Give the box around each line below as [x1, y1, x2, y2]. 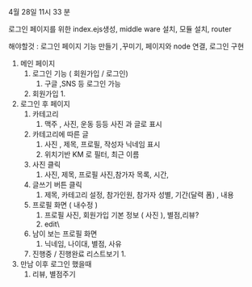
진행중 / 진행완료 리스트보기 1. [31, 249, 127, 259]
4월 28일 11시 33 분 [8, 7, 71, 16]
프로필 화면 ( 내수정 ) [31, 200, 99, 209]
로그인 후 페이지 [19, 99, 70, 108]
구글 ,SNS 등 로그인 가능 [44, 79, 121, 88]
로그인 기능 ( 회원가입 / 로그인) [31, 69, 129, 78]
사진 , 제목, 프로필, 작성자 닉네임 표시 [44, 140, 161, 149]
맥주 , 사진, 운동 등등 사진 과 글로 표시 [44, 120, 163, 129]
